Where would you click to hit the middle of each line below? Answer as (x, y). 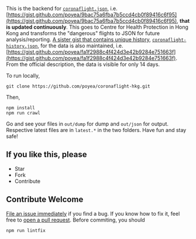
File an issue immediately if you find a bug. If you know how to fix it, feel (93, 213)
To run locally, (23, 76)
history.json (22, 46)
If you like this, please (47, 155)
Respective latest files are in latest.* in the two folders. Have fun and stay (96, 130)
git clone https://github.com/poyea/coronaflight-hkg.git (78, 86)
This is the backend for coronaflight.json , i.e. (62, 8)
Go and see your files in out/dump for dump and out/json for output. (87, 124)
